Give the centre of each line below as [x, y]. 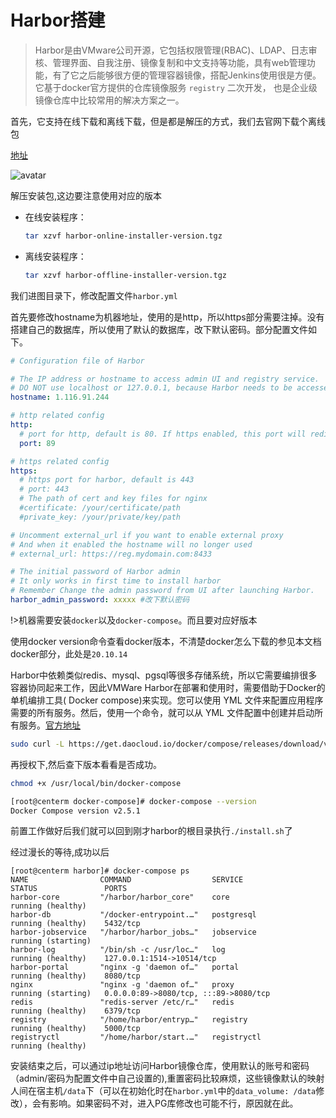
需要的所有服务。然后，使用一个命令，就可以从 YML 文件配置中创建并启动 [162, 712]
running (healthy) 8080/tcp [75, 976]
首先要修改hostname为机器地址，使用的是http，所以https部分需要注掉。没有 [167, 317]
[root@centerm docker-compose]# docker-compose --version [133, 801]
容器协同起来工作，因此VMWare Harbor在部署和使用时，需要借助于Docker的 [168, 687]
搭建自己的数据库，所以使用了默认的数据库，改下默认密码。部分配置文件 [159, 329]
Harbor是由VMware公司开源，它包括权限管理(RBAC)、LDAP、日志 [171, 50]
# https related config [60, 461]
